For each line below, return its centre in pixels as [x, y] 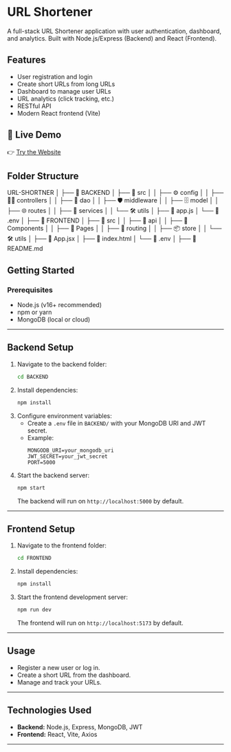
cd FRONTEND [34, 558]
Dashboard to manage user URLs [64, 91]
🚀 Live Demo [34, 135]
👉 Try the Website [34, 152]
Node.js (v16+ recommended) [59, 305]
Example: [40, 437]
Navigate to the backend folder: [62, 364]
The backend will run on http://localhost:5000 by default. [100, 501]
